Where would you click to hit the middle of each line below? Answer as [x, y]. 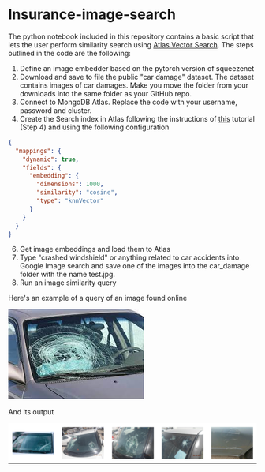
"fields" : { [42, 167]
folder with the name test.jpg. [67, 275]
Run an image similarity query [68, 283]
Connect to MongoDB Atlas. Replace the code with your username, [129, 102]
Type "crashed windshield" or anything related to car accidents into [129, 257]
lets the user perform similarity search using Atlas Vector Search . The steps [131, 44]
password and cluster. [56, 110]
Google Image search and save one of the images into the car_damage [134, 266]
